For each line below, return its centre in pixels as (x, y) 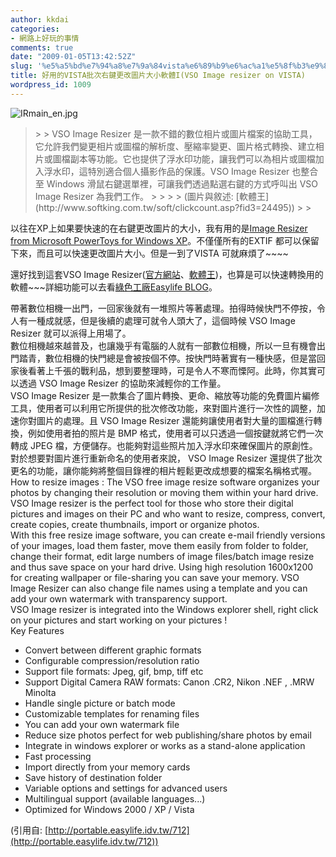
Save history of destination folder (93, 777)
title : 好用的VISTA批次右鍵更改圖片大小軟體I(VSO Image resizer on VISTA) (158, 76)
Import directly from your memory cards (107, 767)
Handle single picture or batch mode (100, 703)
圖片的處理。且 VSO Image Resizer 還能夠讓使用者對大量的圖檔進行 (175, 420)
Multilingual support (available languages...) (115, 798)
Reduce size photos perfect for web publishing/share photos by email (168, 735)
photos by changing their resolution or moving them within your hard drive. (164, 492)
